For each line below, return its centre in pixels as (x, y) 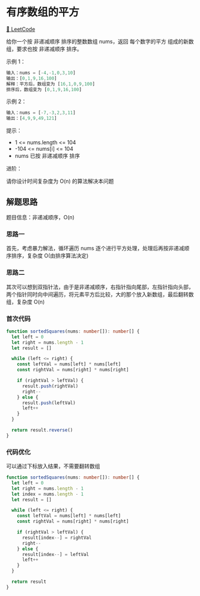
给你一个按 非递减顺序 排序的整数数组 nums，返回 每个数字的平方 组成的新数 (100, 41)
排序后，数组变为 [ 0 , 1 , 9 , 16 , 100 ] (44, 89)
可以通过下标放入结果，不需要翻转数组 (53, 466)
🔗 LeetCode (21, 29)
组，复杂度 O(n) (26, 302)
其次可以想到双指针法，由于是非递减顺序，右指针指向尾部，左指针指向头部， (100, 287)
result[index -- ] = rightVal (57, 538)
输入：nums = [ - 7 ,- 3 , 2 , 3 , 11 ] (41, 113)
